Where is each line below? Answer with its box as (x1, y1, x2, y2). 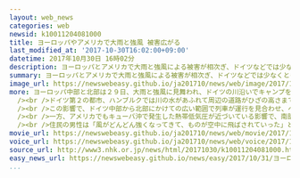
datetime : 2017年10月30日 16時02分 (9, 54, 136, 63)
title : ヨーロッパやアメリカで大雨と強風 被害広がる (9, 37, 181, 47)
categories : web (9, 21, 70, 30)
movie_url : (9, 129, 50, 138)
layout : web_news (9, 12, 74, 22)
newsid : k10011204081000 (9, 29, 102, 38)
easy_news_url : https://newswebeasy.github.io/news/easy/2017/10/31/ (9, 153, 274, 163)
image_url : (9, 79, 50, 88)
